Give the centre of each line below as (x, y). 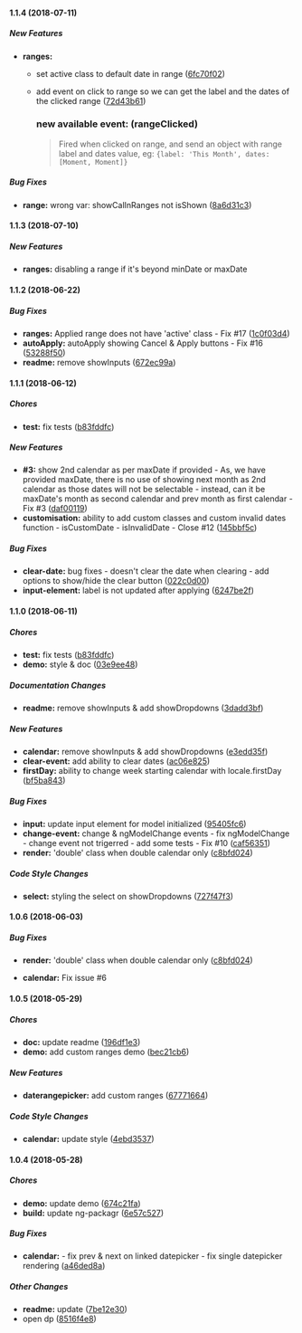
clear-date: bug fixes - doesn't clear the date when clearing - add (146, 571)
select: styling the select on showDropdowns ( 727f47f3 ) (127, 896)
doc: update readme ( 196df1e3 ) (81, 1043)
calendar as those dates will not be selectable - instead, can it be (144, 490)
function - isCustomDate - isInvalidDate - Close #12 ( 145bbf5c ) (140, 528)
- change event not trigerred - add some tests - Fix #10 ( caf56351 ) (146, 843)
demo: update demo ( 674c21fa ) (82, 1203)
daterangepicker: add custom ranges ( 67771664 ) (115, 1095)
